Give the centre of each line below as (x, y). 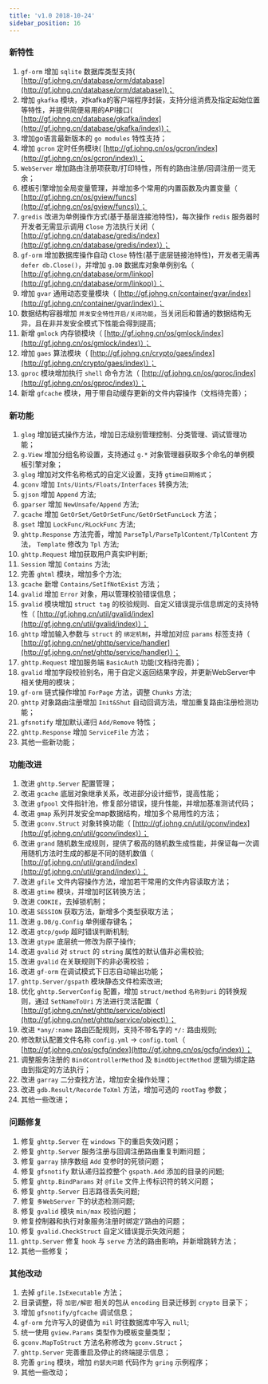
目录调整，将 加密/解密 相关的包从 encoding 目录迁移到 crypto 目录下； (135, 1302)
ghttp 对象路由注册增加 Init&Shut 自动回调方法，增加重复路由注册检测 (136, 702)
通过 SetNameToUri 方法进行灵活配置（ (97, 1001)
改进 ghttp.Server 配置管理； (69, 783)
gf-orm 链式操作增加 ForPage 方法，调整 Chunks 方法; (106, 692)
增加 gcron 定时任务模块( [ (63, 148)
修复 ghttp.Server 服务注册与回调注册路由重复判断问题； (114, 1151)
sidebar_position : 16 (45, 23)
